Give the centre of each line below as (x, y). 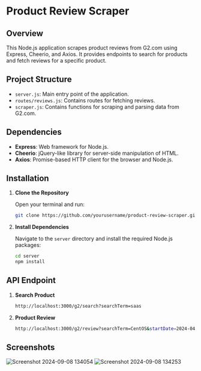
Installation (28, 179)
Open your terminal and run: (50, 204)
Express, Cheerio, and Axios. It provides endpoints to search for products (97, 54)
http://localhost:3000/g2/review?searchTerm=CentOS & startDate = (96, 329)
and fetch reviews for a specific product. (56, 61)
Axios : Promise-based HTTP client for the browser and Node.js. (94, 159)
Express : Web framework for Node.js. (62, 146)
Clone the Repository (42, 193)
